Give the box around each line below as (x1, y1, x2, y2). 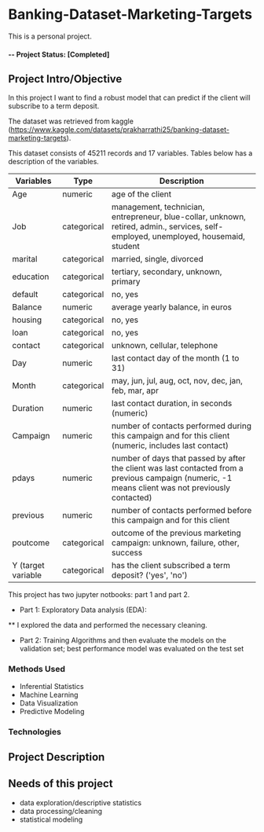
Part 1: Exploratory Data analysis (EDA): (19, 605, 147, 614)
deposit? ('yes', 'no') (111, 570, 188, 581)
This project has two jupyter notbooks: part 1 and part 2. (8, 590, 190, 599)
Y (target (12, 560, 45, 571)
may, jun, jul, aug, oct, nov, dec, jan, (111, 376, 244, 387)
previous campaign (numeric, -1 (111, 473, 233, 484)
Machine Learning (19, 690, 79, 699)
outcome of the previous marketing (111, 528, 241, 539)
